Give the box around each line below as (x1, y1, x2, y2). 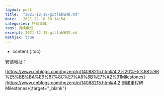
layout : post (5, 7, 32, 12)
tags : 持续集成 (5, 26, 34, 31)
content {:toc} (12, 48, 41, 54)
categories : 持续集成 (5, 21, 47, 26)
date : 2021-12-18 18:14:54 (5, 16, 66, 21)
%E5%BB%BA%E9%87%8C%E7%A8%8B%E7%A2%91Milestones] (5, 74, 145, 80)
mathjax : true (5, 35, 35, 40)
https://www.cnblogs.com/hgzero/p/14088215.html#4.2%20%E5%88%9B (6, 68, 159, 74)
